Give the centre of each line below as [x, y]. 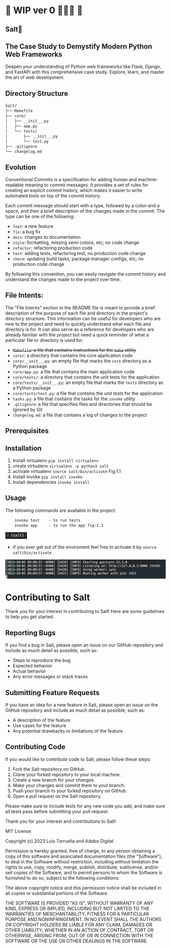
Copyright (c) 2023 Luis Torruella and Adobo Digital [59, 841]
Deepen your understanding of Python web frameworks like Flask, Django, [83, 67]
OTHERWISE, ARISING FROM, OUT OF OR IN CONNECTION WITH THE [79, 935]
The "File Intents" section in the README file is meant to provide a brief [80, 308]
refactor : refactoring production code [53, 248]
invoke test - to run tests [48, 520]
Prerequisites [27, 431]
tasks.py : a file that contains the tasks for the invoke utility [74, 399]
